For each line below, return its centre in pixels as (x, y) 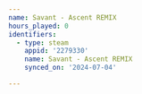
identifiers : (33, 34)
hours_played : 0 (38, 26)
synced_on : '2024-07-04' (71, 68)
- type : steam (42, 43)
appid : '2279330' (57, 51)
